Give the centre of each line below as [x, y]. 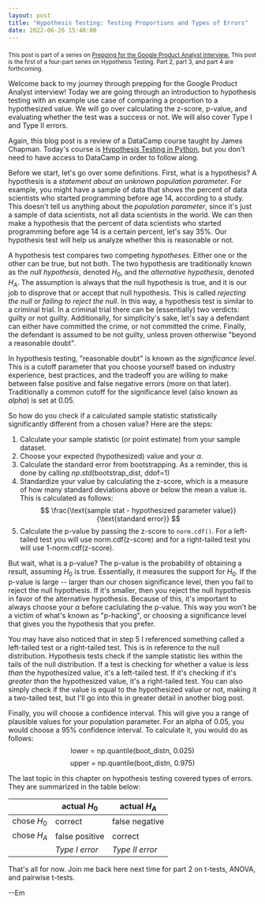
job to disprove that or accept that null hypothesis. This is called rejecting [127, 292]
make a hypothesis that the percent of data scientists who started [115, 223]
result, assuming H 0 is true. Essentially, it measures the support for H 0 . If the [132, 572]
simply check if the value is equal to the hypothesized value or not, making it [132, 689]
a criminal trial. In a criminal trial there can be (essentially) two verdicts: [124, 309]
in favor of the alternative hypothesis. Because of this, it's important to [123, 598]
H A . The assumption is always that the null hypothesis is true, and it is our [128, 283]
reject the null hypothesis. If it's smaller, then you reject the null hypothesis [129, 590]
